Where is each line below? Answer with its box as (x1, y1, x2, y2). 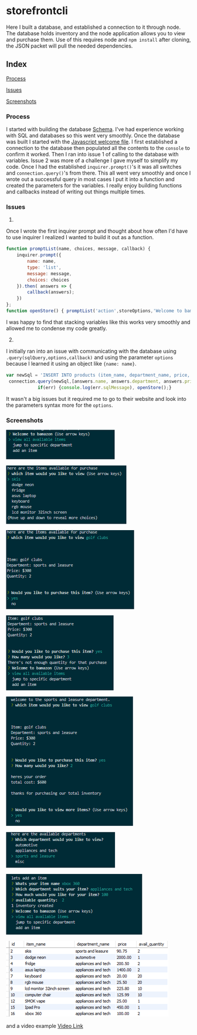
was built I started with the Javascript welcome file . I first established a (6, 138, 178, 145)
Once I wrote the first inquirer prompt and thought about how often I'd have (6, 227, 188, 235)
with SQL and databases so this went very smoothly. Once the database (6, 132, 180, 139)
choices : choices (27, 277, 69, 283)
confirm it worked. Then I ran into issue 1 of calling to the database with (6, 151, 179, 158)
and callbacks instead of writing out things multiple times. (6, 188, 145, 195)
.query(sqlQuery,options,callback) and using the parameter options (6, 354, 174, 361)
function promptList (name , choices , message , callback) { (6, 246, 151, 252)
